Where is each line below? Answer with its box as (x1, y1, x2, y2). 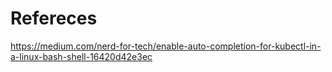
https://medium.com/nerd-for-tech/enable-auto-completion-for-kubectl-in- (10, 40, 322, 52)
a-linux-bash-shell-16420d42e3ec (10, 50, 153, 62)
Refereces (10, 7, 98, 30)
